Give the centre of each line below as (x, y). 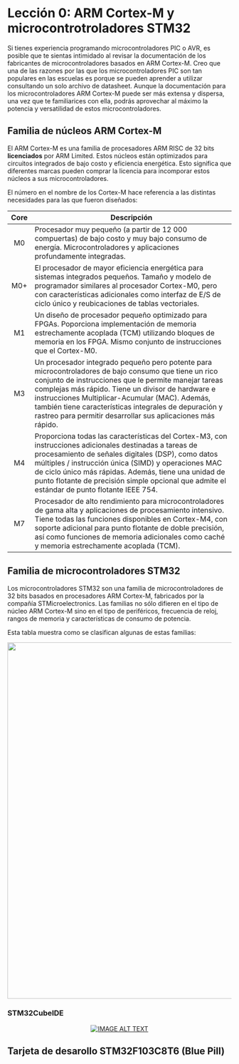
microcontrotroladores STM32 (99, 28)
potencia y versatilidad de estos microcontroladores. (84, 108)
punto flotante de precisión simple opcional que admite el (130, 480)
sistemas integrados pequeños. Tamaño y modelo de (123, 277)
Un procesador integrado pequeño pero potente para (123, 362)
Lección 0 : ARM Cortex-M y (91, 13)
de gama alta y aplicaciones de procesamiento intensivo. (129, 510)
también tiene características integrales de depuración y (129, 406)
